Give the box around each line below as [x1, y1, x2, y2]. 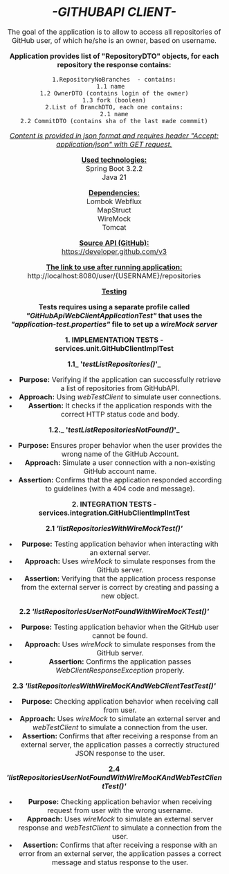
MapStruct [97, 205, 131, 215]
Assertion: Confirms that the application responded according [18, 475, 222, 484]
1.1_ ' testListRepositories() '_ [67, 359, 161, 369]
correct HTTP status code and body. [60, 409, 180, 419]
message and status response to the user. [52, 857, 189, 867]
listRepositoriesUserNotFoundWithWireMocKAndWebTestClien [8, 772, 223, 782]
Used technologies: [81, 155, 147, 165]
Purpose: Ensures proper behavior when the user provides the [17, 440, 223, 450]
